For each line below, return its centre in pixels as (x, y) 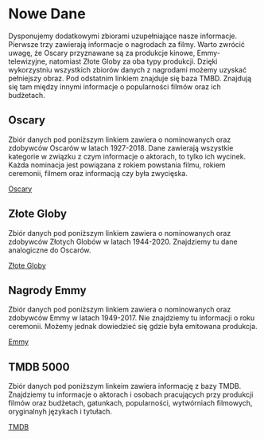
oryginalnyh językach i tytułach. (60, 412)
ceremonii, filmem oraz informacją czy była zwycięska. (98, 173)
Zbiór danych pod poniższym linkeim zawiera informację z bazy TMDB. (125, 386)
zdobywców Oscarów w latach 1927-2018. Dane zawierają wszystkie (121, 147)
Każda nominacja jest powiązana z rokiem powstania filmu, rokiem (117, 165)
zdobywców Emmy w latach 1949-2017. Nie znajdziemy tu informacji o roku (132, 318)
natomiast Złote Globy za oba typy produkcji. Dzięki (133, 61)
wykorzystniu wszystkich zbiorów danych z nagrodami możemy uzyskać (128, 69)
